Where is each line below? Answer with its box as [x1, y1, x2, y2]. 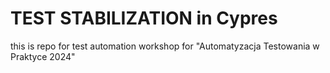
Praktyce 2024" [10, 50, 76, 62]
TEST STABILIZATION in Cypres [10, 7, 278, 30]
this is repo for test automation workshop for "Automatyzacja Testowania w [10, 40, 320, 52]
